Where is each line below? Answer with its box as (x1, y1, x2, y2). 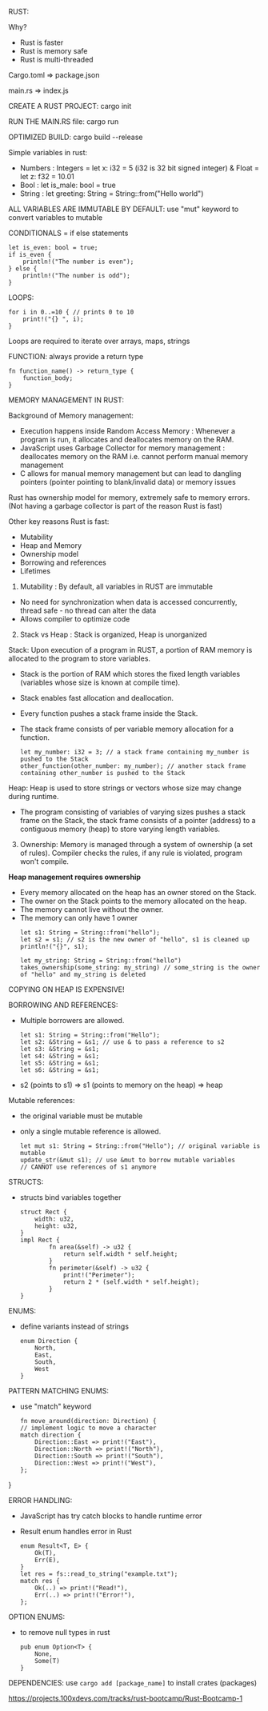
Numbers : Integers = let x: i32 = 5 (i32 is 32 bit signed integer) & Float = (19, 163, 260, 173)
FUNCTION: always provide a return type (8, 352, 144, 361)
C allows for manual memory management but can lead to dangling (19, 469, 242, 478)
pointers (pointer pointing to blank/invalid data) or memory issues (19, 478, 236, 486)
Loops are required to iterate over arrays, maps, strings (8, 336, 190, 346)
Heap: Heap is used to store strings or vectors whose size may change (8, 783, 242, 793)
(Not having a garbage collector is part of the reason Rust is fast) (8, 502, 222, 510)
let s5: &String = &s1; (19, 1059, 100, 1067)
